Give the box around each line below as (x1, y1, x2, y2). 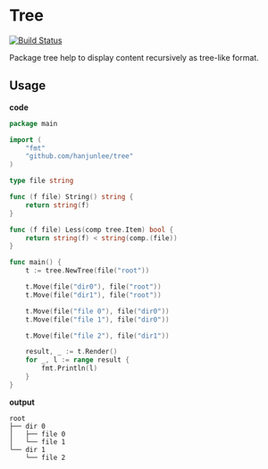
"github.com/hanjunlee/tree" (25, 152, 134, 161)
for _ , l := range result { (25, 356, 130, 364)
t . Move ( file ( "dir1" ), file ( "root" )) (25, 290, 163, 299)
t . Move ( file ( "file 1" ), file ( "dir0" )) (25, 314, 170, 324)
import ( (9, 135, 42, 144)
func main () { (9, 258, 63, 267)
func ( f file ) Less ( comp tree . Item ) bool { (9, 225, 174, 234)
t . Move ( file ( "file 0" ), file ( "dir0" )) (25, 306, 170, 315)
